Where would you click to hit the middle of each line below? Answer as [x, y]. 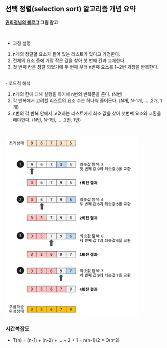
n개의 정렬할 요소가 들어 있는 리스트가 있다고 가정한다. [66, 54]
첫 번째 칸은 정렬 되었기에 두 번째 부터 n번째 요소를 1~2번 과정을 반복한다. [86, 67]
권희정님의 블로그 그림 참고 [32, 22]
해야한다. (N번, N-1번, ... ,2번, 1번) [47, 119]
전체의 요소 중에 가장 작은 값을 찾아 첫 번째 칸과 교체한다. [69, 60]
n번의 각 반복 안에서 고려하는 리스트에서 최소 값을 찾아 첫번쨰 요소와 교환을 [87, 113]
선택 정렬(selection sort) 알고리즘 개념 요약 [70, 9]
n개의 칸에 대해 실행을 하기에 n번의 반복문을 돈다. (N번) [68, 94]
